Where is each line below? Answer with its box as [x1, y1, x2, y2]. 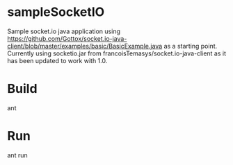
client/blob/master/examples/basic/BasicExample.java [7, 42, 163, 50]
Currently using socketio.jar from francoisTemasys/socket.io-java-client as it [7, 49, 226, 58]
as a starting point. [163, 42, 218, 50]
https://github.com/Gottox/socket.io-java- [7, 34, 127, 42]
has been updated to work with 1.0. [7, 56, 108, 64]
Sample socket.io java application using [7, 27, 120, 35]
